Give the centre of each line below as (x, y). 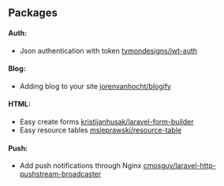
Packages (33, 13)
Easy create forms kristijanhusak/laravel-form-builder (106, 122)
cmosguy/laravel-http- (180, 166)
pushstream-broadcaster (60, 174)
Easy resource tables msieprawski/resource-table (101, 130)
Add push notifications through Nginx (80, 166)
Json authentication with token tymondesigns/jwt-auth (108, 50)
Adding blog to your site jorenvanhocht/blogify (95, 86)
